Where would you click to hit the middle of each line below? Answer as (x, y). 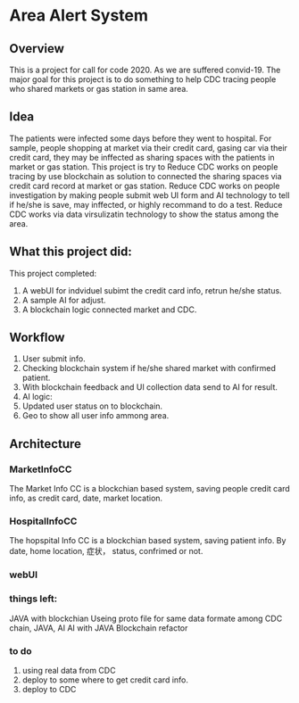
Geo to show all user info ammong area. (96, 416)
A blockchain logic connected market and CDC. (109, 310)
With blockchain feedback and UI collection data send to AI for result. (150, 387)
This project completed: (53, 273)
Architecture (46, 444)
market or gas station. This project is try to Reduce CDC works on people (144, 167)
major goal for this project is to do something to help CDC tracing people (143, 79)
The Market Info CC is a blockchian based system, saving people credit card (149, 489)
